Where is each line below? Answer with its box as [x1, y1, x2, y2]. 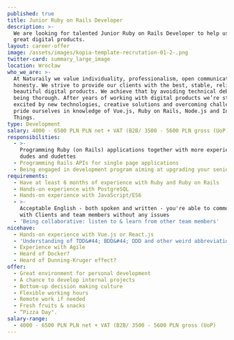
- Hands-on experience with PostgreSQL [13, 186, 130, 193]
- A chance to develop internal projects [13, 276, 136, 283]
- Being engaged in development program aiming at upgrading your [13, 165, 210, 173]
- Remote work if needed [13, 296, 86, 303]
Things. [13, 114, 36, 121]
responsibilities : [7, 133, 61, 140]
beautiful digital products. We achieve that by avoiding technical [13, 88, 217, 95]
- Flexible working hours [13, 289, 89, 297]
